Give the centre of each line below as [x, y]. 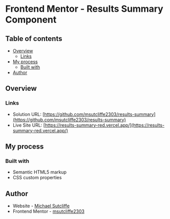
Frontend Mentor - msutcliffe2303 [48, 211]
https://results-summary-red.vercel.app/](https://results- [105, 125]
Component [31, 20]
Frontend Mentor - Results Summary [84, 9]
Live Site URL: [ [29, 125]
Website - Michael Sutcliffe [41, 206]
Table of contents [34, 39]
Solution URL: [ [28, 114]
